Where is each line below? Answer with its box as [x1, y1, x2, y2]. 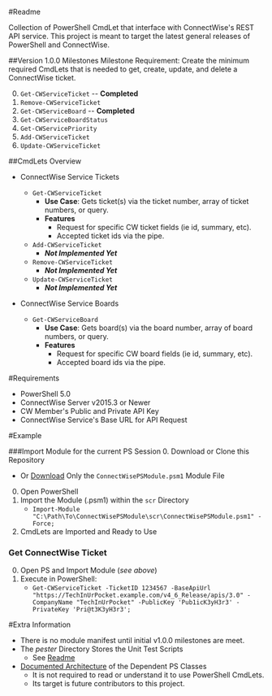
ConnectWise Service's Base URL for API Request [19, 415, 188, 424]
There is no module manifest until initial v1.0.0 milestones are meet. [19, 636, 245, 646]
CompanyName [32, 598, 73, 607]
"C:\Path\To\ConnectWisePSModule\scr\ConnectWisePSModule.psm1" [32, 512, 255, 520]
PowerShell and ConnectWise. [8, 40, 110, 50]
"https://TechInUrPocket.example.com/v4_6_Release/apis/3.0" [32, 591, 244, 600]
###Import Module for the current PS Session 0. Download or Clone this [8, 446, 250, 456]
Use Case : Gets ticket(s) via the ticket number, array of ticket [44, 197, 249, 206]
